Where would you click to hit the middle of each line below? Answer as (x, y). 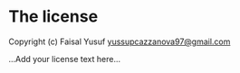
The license (53, 17)
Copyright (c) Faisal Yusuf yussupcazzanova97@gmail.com (120, 41)
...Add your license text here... (65, 59)
